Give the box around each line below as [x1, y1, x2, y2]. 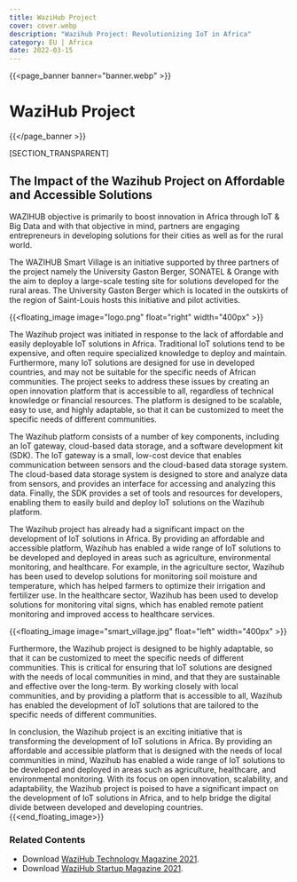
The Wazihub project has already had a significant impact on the [9, 523, 246, 534]
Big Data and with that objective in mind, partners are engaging [9, 220, 240, 231]
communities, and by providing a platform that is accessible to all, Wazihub [9, 690, 283, 701]
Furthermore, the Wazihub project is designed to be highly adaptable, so [9, 643, 274, 654]
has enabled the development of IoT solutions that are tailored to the [9, 699, 259, 711]
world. [9, 239, 33, 250]
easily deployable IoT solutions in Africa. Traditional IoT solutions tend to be [9, 338, 285, 349]
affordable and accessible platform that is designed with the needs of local [9, 745, 282, 756]
